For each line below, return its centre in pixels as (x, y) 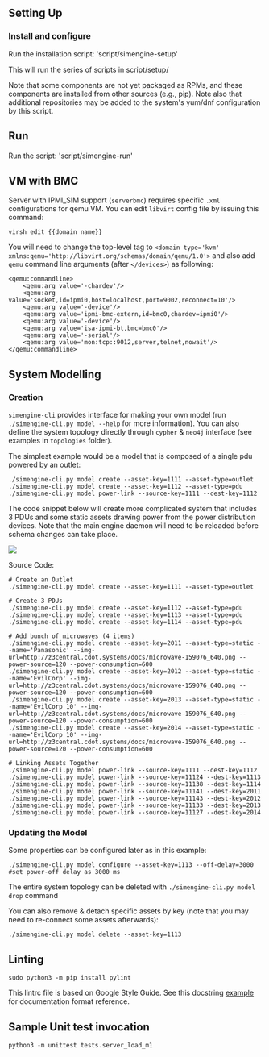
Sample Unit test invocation (79, 1027)
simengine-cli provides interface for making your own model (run (118, 415)
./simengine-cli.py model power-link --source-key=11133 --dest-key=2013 (135, 805)
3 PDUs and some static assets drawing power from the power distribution (132, 517)
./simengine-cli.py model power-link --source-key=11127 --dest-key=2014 (135, 813)
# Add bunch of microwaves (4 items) (72, 636)
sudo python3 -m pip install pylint (70, 978)
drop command (33, 896)
